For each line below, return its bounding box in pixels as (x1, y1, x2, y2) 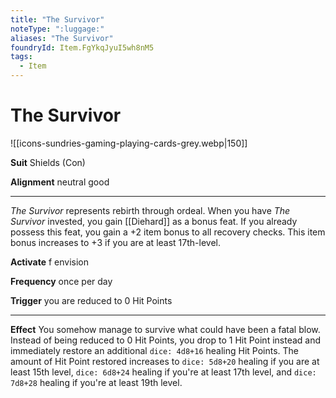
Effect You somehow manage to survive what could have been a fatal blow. (10, 323, 321, 335)
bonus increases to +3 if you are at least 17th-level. (10, 236, 221, 248)
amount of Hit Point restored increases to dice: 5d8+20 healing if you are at (10, 355, 320, 367)
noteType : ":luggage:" (10, 24, 105, 34)
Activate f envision (10, 256, 90, 268)
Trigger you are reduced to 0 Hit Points (10, 294, 173, 306)
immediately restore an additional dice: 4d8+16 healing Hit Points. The (10, 344, 300, 356)
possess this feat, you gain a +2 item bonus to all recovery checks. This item (10, 226, 326, 238)
